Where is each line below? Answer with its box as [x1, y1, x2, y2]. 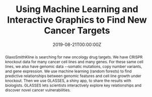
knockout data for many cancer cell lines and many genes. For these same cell [5, 59, 143, 64]
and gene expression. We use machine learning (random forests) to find [5, 68, 132, 74]
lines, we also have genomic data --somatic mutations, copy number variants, [5, 64, 142, 69]
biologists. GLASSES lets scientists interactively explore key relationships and [5, 82, 142, 88]
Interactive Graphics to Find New [7, 14, 147, 26]
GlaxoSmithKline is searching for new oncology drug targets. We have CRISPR [5, 54, 143, 60]
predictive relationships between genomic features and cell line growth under [5, 73, 142, 78]
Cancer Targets [44, 25, 110, 36]
